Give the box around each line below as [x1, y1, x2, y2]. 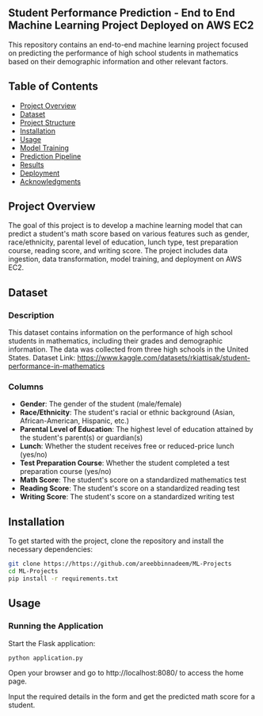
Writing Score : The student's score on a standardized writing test [19, 492, 235, 502]
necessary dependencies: [8, 545, 93, 554]
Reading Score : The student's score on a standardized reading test [19, 483, 240, 493]
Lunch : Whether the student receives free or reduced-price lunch [19, 441, 235, 451]
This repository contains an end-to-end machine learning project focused [8, 40, 249, 49]
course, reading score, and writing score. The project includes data [8, 246, 228, 256]
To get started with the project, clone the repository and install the [8, 536, 224, 546]
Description [8, 310, 55, 321]
